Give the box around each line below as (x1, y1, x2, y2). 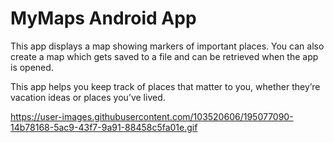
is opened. (10, 61, 54, 73)
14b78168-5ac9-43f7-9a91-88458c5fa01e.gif (10, 121, 198, 133)
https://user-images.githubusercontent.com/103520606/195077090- (10, 110, 294, 122)
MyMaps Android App (10, 7, 197, 30)
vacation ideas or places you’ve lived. (10, 91, 166, 103)
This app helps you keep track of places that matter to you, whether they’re (10, 80, 321, 92)
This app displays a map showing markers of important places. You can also (10, 40, 325, 52)
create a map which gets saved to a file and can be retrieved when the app (10, 50, 319, 62)
